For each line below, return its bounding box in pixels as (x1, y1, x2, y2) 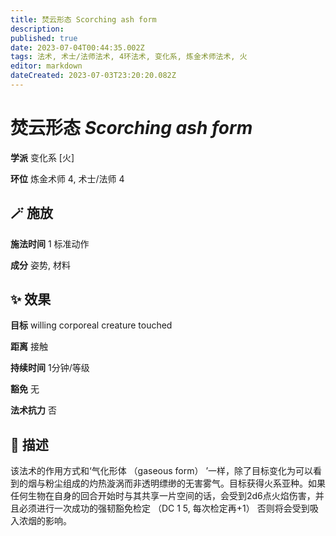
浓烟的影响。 (18, 515, 72, 527)
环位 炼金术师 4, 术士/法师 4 (10, 172, 125, 185)
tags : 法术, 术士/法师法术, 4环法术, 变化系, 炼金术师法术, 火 (10, 52, 248, 62)
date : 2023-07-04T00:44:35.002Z (10, 42, 145, 53)
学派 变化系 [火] (10, 151, 75, 163)
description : (10, 24, 65, 34)
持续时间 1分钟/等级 (10, 362, 90, 374)
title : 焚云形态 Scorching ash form (10, 14, 157, 25)
